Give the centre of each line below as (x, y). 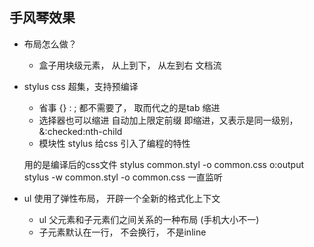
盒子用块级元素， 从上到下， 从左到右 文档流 (130, 65)
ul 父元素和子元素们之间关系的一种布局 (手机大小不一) (149, 219)
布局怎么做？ (50, 44)
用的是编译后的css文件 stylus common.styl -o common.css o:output (164, 164)
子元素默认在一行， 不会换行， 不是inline (122, 232)
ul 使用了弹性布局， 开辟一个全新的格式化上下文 (122, 198)
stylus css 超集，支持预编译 (81, 86)
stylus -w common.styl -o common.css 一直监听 (123, 177)
